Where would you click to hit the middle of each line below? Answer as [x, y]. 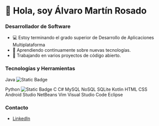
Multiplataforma [29, 45]
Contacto [17, 107]
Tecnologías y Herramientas [40, 69]
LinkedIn [21, 118]
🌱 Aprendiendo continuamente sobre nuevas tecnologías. [71, 50]
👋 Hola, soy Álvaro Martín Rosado [76, 11]
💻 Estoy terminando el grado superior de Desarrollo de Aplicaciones [83, 38]
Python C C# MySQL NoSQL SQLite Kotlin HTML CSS [76, 89]
